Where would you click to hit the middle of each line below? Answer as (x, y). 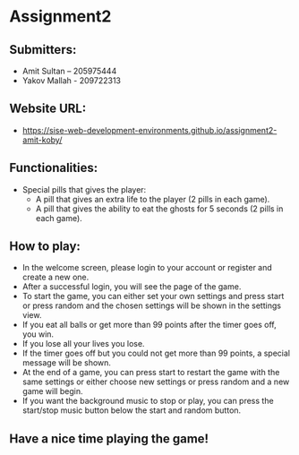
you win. (38, 334)
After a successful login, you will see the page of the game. (132, 287)
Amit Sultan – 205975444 (69, 71)
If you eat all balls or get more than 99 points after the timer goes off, (149, 325)
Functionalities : (54, 168)
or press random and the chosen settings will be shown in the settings (152, 305)
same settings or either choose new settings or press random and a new (156, 382)
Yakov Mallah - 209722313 (71, 81)
